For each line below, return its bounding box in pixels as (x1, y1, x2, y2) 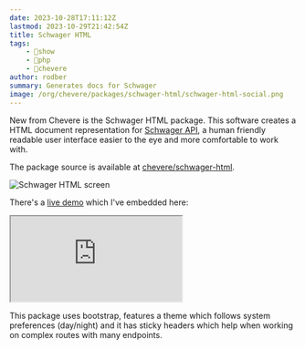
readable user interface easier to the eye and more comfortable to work (9, 134, 279, 145)
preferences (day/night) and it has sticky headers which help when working (9, 320, 294, 331)
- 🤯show (26, 47, 55, 56)
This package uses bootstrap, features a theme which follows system (9, 310, 271, 321)
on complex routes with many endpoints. (9, 329, 163, 340)
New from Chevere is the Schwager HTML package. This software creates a (9, 115, 297, 126)
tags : (9, 38, 30, 48)
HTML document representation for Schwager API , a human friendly (9, 124, 267, 135)
